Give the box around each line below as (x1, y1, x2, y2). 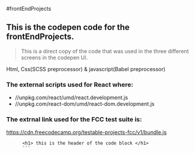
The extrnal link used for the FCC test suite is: (6, 115, 142, 124)
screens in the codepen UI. (20, 54, 88, 61)
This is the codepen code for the (6, 22, 130, 32)
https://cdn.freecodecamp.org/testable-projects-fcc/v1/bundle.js (6, 128, 167, 136)
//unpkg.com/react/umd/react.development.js (14, 94, 128, 101)
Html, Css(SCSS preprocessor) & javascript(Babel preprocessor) (6, 65, 166, 72)
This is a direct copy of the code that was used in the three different (20, 47, 189, 54)
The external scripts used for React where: (6, 80, 134, 88)
